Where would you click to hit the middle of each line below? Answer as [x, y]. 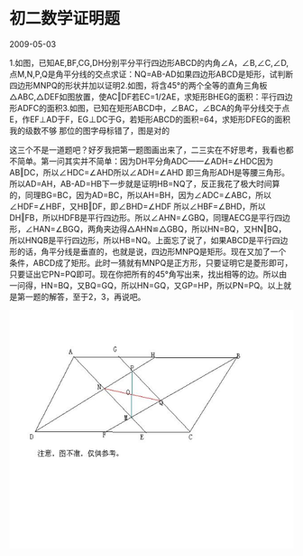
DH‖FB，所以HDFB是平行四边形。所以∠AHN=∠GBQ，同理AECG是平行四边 [150, 217]
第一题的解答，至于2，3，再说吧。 [81, 297]
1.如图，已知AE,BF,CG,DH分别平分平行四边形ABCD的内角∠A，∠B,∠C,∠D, [149, 62]
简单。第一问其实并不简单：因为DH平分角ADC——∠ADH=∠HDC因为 [145, 161]
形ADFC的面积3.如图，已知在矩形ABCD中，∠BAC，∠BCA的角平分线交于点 [150, 108]
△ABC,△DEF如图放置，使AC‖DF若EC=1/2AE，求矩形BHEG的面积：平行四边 [151, 97]
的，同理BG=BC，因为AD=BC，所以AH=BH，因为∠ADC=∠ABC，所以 [141, 194]
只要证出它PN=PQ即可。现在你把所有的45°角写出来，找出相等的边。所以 [144, 274]
